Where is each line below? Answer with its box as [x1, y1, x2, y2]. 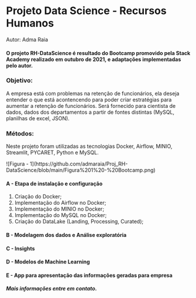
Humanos [6, 16, 54, 30]
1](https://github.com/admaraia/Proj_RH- [30, 160, 128, 168]
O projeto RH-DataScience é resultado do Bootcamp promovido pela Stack [6, 49, 191, 56]
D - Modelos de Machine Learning [6, 258, 90, 265]
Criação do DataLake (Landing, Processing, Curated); [14, 218, 144, 225]
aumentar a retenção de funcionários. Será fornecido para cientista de [6, 102, 176, 109]
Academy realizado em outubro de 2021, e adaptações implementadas [6, 56, 181, 63]
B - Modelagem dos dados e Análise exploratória [6, 231, 127, 238]
